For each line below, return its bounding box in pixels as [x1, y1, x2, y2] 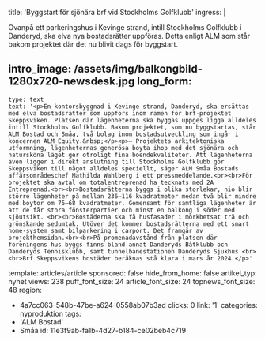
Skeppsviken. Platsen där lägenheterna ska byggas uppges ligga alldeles [8, 116, 257, 124]
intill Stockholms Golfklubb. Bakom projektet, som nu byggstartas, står [8, 123, 257, 131]
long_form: [137, 75, 192, 88]
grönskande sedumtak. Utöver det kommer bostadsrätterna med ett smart [8, 219, 249, 228]
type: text [8, 96, 44, 103]
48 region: [8, 285, 42, 294]
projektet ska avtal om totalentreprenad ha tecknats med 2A [8, 178, 214, 186]
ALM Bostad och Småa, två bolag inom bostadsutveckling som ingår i [8, 130, 239, 138]
